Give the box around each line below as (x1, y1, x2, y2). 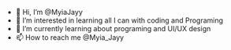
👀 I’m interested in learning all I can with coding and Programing (15, 16, 223, 25)
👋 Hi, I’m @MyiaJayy (15, 8, 83, 16)
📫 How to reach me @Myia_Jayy (15, 33, 125, 42)
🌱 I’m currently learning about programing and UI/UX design (15, 24, 211, 33)
